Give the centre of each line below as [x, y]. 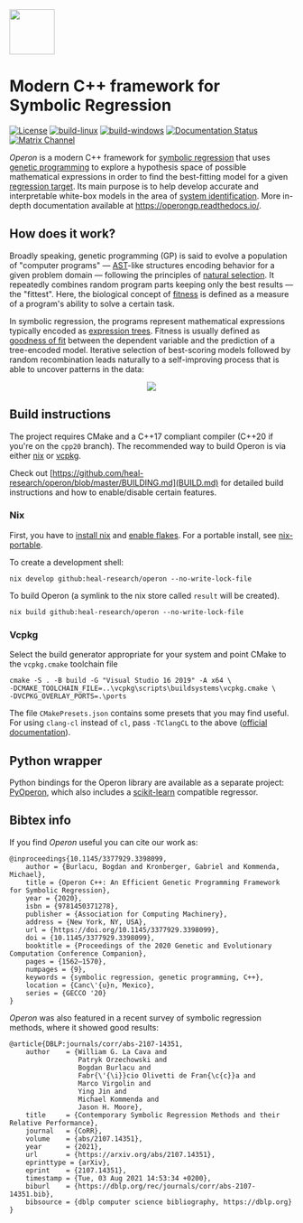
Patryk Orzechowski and [123, 1060]
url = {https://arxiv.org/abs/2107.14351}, [121, 1154]
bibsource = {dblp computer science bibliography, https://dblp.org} [159, 1202]
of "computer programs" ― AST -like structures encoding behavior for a [142, 265]
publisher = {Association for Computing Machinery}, [127, 914]
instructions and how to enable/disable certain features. [113, 492]
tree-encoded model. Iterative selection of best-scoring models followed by [150, 350]
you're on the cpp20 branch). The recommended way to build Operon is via [148, 445]
